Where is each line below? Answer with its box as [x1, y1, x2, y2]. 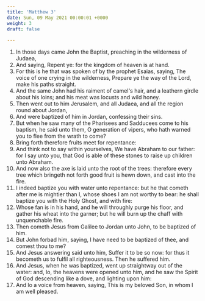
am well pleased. [15, 288, 59, 296]
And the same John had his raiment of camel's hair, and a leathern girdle [15, 87, 199, 94]
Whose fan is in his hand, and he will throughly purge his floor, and [15, 204, 184, 211]
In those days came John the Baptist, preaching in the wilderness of [15, 48, 187, 55]
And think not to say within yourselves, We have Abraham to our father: [15, 146, 195, 153]
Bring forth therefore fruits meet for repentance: [15, 139, 137, 146]
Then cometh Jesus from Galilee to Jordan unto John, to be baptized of [15, 223, 196, 230]
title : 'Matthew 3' [7, 9, 57, 15]
